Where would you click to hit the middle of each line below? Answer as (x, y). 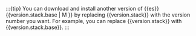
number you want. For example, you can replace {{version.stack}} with (94, 21)
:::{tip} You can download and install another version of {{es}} (83, 9)
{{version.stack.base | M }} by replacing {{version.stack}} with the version (98, 15)
